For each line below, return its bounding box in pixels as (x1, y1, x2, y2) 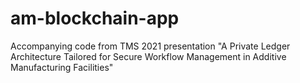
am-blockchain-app (10, 7, 180, 30)
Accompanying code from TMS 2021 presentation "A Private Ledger (10, 40, 291, 52)
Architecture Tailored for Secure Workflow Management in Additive (10, 50, 287, 62)
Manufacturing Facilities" (10, 61, 114, 73)
